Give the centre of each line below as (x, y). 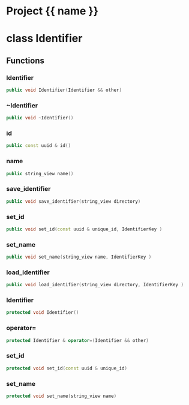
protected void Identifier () (43, 313)
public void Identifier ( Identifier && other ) (64, 90)
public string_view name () (40, 173)
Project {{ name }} (52, 11)
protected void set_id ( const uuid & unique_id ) (67, 368)
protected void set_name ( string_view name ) (61, 396)
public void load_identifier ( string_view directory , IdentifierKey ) (95, 285)
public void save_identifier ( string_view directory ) (73, 201)
